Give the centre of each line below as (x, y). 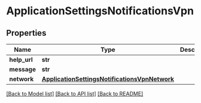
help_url (21, 60)
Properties (26, 33)
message (22, 69)
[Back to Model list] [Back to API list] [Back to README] (75, 94)
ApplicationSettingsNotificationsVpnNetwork (108, 79)
